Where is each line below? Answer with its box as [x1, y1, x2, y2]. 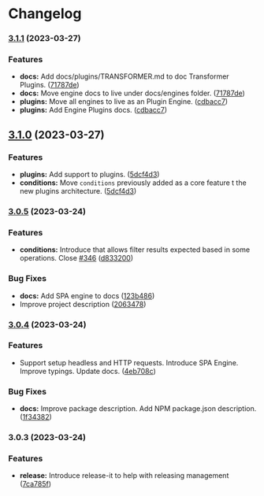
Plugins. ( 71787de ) [19, 80, 80, 90]
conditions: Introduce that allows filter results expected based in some [19, 245, 251, 254]
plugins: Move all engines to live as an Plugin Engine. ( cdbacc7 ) [19, 97, 229, 106]
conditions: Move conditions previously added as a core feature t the [19, 178, 247, 187]
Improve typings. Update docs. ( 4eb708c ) [19, 366, 156, 376]
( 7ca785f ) [19, 479, 52, 489]
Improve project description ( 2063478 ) [19, 299, 147, 309]
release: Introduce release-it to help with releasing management [19, 471, 229, 480]
